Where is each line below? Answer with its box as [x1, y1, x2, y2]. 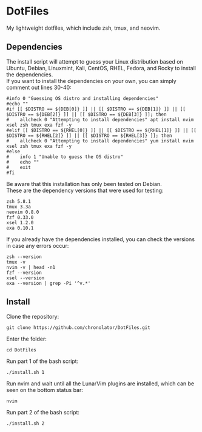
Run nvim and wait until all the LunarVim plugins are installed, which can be [6, 380, 195, 387]
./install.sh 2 [6, 420, 45, 427]
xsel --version [6, 274, 45, 281]
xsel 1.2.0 [6, 219, 34, 225]
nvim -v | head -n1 [6, 264, 56, 270]
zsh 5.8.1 [6, 198, 32, 204]
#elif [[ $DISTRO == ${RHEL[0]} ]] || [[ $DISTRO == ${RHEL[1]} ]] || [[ [6, 127, 197, 133]
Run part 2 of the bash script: [6, 408, 80, 416]
